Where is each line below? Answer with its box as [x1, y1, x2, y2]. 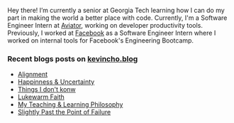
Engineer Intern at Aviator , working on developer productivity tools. [7, 21, 204, 29]
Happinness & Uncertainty [17, 77, 95, 86]
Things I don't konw [17, 85, 76, 94]
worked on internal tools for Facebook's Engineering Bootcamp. [7, 36, 194, 45]
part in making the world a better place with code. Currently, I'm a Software [7, 14, 228, 22]
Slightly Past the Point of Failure [17, 108, 111, 117]
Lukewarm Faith [17, 92, 65, 102]
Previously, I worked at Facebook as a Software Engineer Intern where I [7, 28, 216, 37]
